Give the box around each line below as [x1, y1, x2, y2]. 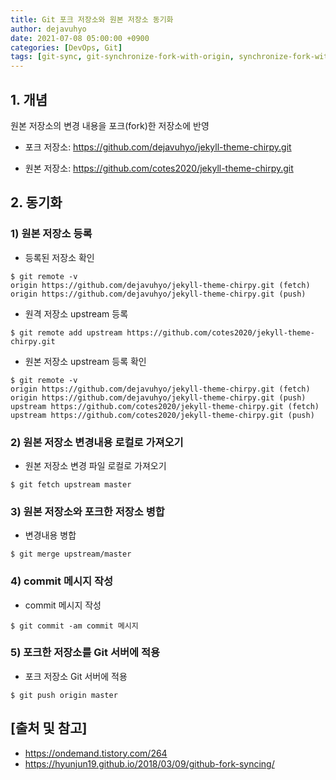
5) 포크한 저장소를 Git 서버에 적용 [10, 646, 161, 660]
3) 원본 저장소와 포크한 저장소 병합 [10, 504, 165, 518]
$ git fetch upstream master [10, 479, 132, 490]
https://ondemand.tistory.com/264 [24, 747, 168, 759]
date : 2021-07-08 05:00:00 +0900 [10, 33, 150, 43]
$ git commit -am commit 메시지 [10, 621, 139, 631]
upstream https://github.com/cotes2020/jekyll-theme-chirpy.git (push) [10, 410, 315, 420]
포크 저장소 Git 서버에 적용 [24, 670, 128, 682]
